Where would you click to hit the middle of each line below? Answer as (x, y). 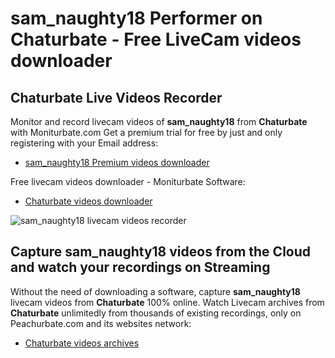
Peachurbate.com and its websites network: (101, 323)
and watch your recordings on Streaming (140, 267)
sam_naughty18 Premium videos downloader (117, 162)
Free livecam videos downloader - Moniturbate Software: (128, 181)
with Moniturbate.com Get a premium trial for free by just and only (146, 132)
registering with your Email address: (84, 143)
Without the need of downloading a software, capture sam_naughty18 (155, 291)
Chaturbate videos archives (82, 343)
